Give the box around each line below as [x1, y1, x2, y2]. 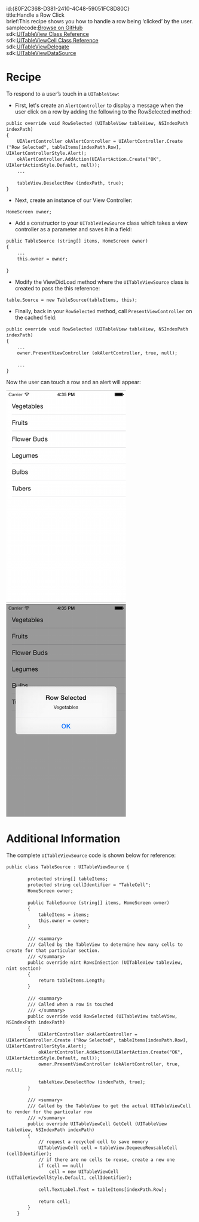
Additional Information [6, 832, 121, 846]
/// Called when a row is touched [27, 1001, 114, 1007]
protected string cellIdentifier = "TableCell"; [27, 881, 151, 888]
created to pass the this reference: [14, 284, 100, 292]
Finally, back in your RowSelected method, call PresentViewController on [14, 307, 192, 314]
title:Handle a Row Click [6, 11, 65, 19]
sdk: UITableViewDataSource [6, 50, 76, 56]
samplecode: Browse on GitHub [6, 24, 83, 31]
